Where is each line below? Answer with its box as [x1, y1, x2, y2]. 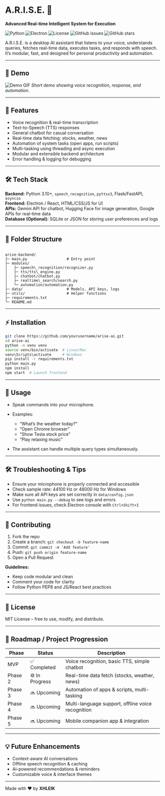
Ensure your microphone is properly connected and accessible [12, 481, 139, 487]
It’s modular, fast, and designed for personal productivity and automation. [5, 50, 154, 56]
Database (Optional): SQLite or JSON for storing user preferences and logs [5, 216, 158, 222]
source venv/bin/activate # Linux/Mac [5, 347, 87, 352]
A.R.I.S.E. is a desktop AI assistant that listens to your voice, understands [5, 39, 153, 46]
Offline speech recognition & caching [12, 761, 87, 766]
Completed [30, 664, 56, 671]
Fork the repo [12, 534, 40, 540]
